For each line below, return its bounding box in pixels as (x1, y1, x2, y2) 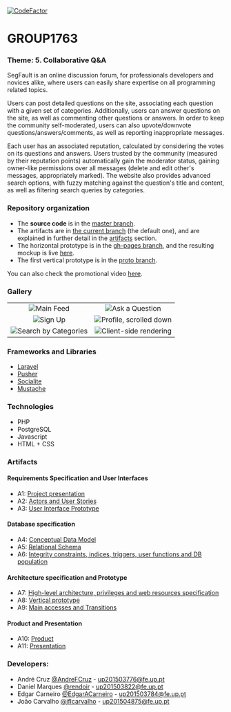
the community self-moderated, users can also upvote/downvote (7, 121, 192, 129)
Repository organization (7, 203, 90, 213)
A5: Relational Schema (17, 543, 81, 551)
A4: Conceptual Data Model (17, 536, 97, 543)
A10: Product (17, 635, 54, 643)
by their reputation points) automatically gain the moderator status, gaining (7, 156, 220, 165)
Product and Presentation (7, 619, 83, 628)
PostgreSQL (17, 425, 52, 433)
